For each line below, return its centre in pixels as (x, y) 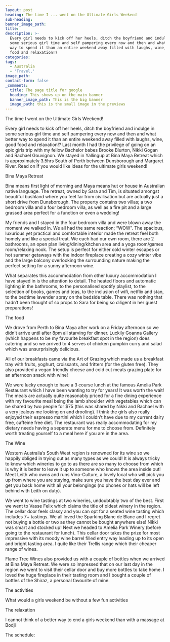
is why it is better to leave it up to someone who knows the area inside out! (83, 469)
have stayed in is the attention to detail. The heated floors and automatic (81, 281)
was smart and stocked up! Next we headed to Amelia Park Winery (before (83, 527)
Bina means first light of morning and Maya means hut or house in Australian (85, 186)
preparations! (19, 308)
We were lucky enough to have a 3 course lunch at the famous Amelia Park (83, 385)
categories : (18, 57)
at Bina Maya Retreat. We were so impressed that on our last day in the (79, 564)
